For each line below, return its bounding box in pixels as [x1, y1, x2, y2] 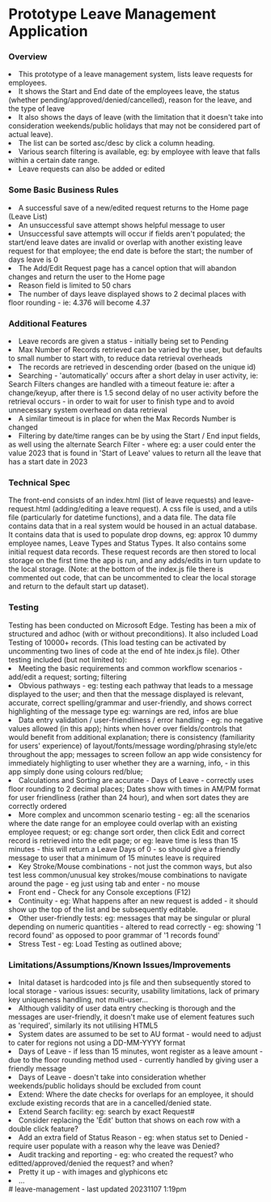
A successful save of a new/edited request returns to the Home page [19, 203, 249, 212]
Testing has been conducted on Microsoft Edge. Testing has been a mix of [8, 620, 256, 630]
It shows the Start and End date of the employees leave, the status [19, 87, 240, 96]
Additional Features [8, 318, 87, 329]
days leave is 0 [8, 255, 59, 264]
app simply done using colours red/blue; [8, 767, 143, 776]
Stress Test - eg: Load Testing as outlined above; [19, 939, 182, 948]
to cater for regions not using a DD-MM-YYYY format [8, 1037, 186, 1047]
